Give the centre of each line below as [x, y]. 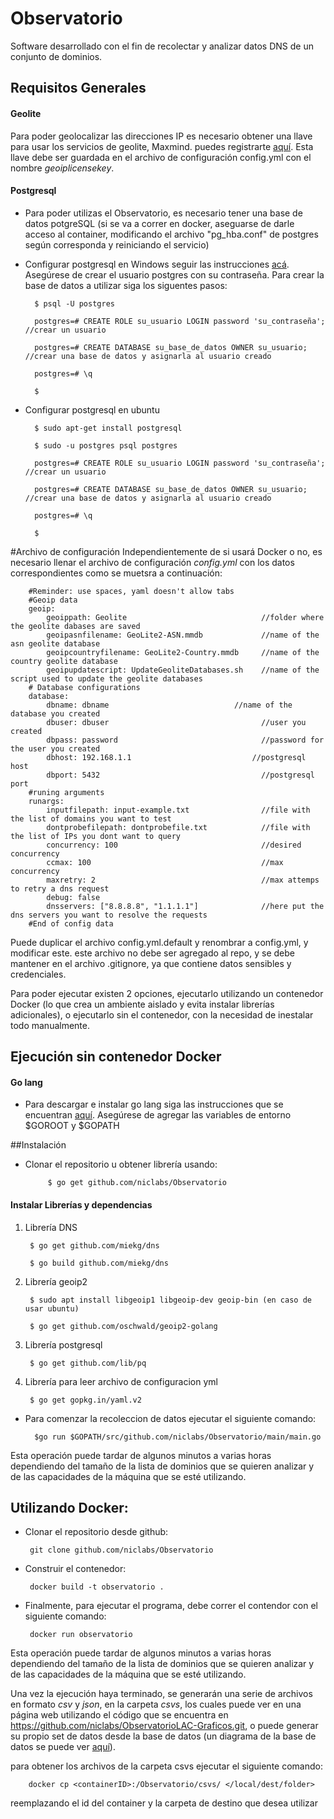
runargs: [46, 801]
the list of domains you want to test [91, 818]
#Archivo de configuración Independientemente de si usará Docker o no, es [166, 551]
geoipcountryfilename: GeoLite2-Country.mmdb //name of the [183, 652]
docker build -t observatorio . [97, 1587]
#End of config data [71, 923]
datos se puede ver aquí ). [63, 1747]
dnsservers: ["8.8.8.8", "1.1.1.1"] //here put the [185, 906]
